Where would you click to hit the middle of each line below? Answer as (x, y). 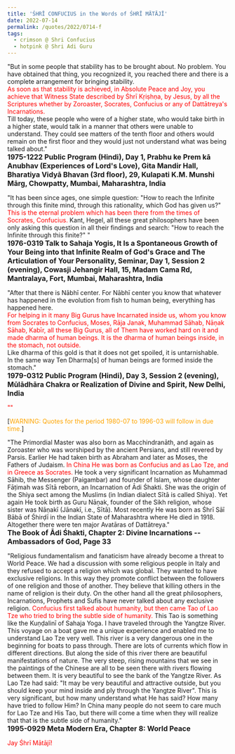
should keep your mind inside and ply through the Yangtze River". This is (112, 690)
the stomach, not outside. (44, 345)
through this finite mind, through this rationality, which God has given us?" (114, 205)
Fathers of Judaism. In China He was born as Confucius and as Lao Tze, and (118, 465)
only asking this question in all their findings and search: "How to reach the (116, 227)
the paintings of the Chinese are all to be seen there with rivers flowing (109, 668)
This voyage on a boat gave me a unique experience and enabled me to (111, 630)
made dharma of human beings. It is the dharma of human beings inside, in (116, 338)
